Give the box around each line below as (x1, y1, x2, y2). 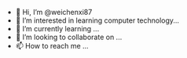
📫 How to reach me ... (15, 42, 89, 50)
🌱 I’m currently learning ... (15, 24, 100, 33)
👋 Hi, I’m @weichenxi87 (15, 8, 93, 16)
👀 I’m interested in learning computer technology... (15, 16, 179, 25)
